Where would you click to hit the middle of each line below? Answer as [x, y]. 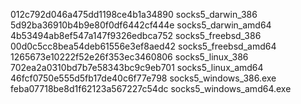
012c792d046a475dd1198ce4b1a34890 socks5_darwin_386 [134, 14]
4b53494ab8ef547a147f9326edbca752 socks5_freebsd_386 [136, 35]
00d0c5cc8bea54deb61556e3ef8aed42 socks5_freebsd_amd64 [143, 46]
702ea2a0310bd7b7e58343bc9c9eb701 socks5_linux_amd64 [137, 67]
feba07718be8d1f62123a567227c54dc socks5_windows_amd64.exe [151, 88]
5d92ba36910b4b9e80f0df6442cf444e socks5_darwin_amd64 [141, 25]
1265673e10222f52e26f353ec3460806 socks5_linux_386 [129, 57]
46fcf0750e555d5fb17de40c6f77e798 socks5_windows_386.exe [143, 78]
